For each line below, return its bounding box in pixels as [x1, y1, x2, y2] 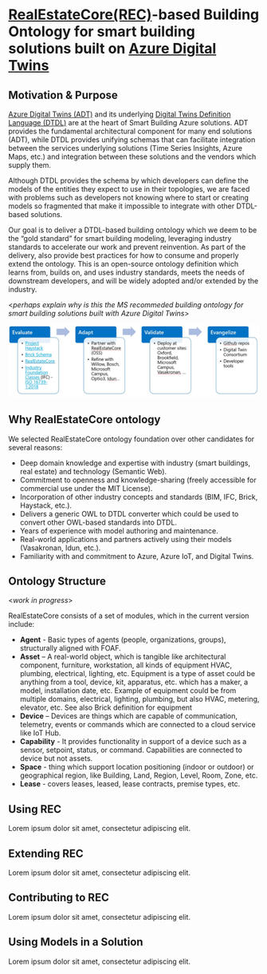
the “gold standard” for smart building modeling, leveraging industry [8, 234, 232, 243]
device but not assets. [19, 754, 93, 763]
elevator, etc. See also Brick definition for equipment [19, 703, 193, 712]
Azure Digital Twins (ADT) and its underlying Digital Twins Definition [8, 109, 231, 119]
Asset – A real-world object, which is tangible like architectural [19, 652, 226, 662]
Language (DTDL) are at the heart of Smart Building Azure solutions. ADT [8, 118, 249, 127]
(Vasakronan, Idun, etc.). [19, 543, 101, 552]
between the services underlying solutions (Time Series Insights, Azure [8, 144, 243, 152]
